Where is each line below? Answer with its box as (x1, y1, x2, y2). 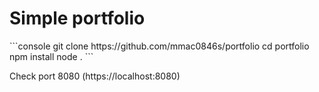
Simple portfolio (9, 7, 146, 30)
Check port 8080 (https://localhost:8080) (9, 70, 181, 82)
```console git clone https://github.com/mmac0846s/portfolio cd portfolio (9, 40, 310, 52)
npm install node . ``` (9, 50, 94, 62)
